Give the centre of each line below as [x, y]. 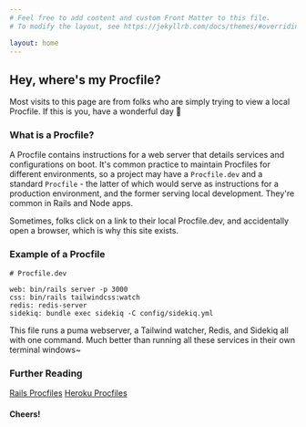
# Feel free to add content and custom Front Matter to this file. [140, 18]
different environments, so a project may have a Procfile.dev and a [136, 174]
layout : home [34, 43]
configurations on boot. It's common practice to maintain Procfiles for [140, 164]
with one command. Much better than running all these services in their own [153, 339]
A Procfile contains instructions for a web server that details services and [147, 155]
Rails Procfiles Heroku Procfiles [68, 393]
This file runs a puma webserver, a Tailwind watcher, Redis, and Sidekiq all [149, 330]
